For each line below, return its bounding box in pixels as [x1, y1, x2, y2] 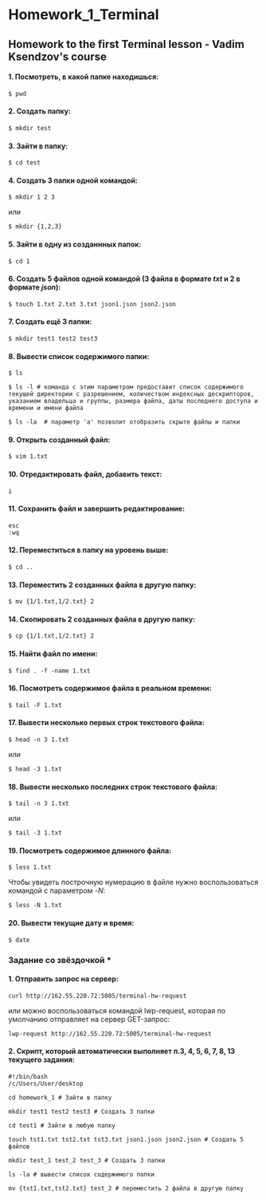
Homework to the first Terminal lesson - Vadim [8, 37, 244, 51]
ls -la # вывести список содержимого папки [8, 1170, 155, 1178]
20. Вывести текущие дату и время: [8, 918, 135, 928]
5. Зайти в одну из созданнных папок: [8, 239, 142, 249]
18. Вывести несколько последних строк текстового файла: [8, 782, 218, 791]
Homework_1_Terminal [8, 6, 159, 24]
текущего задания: [8, 1055, 76, 1064]
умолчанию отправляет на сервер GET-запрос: [8, 1014, 170, 1024]
